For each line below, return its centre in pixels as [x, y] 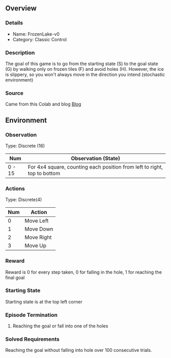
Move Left [37, 221]
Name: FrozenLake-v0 [36, 34]
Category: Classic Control [40, 39]
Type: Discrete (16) [25, 146]
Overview [21, 8]
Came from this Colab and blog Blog [43, 104]
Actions [15, 188]
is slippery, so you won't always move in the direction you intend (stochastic [85, 74]
